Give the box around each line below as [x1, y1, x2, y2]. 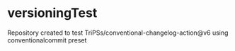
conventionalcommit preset [7, 35, 87, 44]
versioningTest [7, 5, 98, 21]
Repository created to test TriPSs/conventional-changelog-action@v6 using [7, 28, 229, 37]
